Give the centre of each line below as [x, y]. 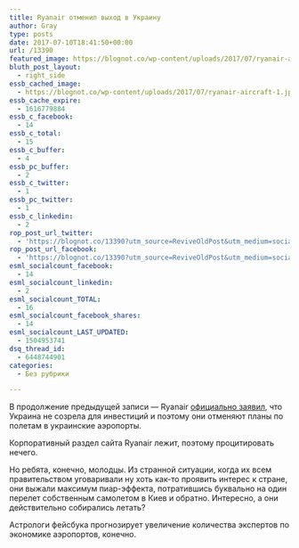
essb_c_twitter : [39, 184]
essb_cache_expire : [45, 100]
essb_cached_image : [45, 84]
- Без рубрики [43, 374]
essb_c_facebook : [41, 117]
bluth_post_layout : [45, 68]
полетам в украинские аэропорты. [76, 426]
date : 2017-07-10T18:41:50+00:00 [71, 42]
